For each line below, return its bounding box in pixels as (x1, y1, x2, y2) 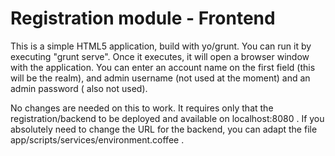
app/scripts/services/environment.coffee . (10, 133, 185, 146)
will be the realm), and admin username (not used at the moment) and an (10, 72, 311, 84)
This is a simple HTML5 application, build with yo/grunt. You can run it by (10, 40, 312, 52)
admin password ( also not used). (10, 82, 148, 94)
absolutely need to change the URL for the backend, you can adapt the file (10, 123, 318, 135)
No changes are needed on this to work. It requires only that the (10, 102, 274, 114)
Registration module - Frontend (10, 7, 276, 30)
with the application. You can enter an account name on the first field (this (10, 61, 316, 73)
